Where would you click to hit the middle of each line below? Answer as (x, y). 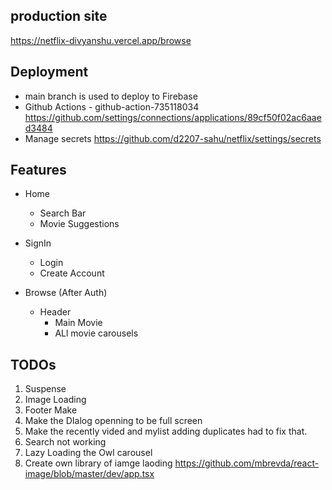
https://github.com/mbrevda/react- (247, 463)
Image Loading (55, 400)
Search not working (65, 442)
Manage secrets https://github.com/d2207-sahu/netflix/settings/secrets (173, 138)
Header (55, 312)
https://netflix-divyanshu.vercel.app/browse (101, 40)
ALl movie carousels (96, 333)
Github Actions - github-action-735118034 (112, 106)
